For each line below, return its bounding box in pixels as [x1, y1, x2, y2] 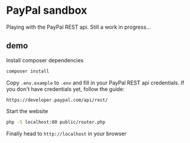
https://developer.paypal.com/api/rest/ [6, 97, 109, 103]
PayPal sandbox [6, 4, 88, 17]
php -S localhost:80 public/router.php [6, 119, 106, 125]
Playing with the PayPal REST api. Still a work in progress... [6, 23, 151, 31]
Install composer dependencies [6, 56, 84, 63]
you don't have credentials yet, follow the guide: [6, 85, 125, 93]
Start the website [6, 107, 48, 114]
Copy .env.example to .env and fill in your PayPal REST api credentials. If [6, 79, 185, 86]
